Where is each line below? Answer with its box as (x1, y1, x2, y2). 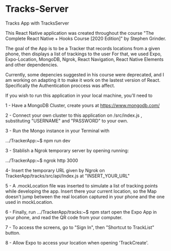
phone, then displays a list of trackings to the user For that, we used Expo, (5, 51, 162, 57)
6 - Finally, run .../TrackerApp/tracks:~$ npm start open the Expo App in (5, 208, 157, 215)
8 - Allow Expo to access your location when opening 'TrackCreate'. (5, 239, 149, 246)
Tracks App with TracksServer (5, 20, 69, 26)
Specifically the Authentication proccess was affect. (5, 82, 115, 89)
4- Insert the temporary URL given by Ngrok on (5, 167, 105, 173)
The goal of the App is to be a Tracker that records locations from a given (5, 45, 160, 51)
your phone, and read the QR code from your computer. (5, 214, 123, 220)
